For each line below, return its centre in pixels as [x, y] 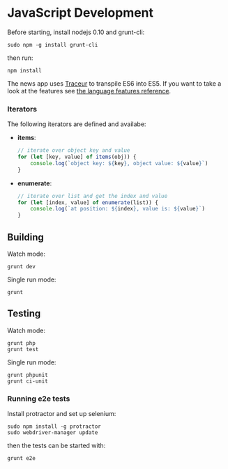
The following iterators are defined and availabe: [77, 124]
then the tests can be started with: [56, 446]
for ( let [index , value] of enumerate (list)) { [88, 202]
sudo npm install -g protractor [54, 426]
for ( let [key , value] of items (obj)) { [77, 157]
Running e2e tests [39, 399]
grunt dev [22, 267]
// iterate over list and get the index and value [92, 196]
